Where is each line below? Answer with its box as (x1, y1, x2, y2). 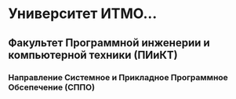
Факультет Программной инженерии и (8, 36, 210, 49)
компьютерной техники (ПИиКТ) (8, 48, 178, 61)
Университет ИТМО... (8, 5, 158, 23)
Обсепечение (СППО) (8, 82, 96, 93)
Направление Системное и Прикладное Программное (8, 71, 229, 82)
